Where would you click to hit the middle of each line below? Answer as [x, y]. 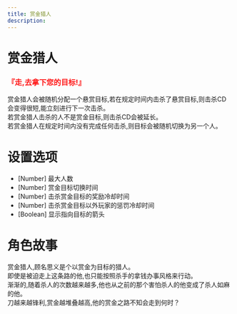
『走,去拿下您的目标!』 [46, 82]
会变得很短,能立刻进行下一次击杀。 [59, 108]
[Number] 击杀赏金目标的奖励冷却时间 [74, 196]
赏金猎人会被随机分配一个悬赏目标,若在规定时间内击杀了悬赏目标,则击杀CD [117, 99]
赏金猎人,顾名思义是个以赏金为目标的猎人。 [71, 267]
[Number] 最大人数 [45, 178]
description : [27, 21]
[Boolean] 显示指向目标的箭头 [61, 214]
